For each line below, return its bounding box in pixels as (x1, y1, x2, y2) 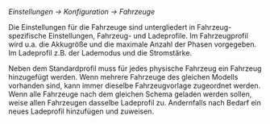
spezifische (8, 31, 47, 40)
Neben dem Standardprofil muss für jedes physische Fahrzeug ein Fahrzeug (8, 64, 262, 73)
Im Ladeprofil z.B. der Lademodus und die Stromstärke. (8, 48, 192, 57)
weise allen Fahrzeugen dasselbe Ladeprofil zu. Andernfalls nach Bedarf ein (8, 98, 262, 107)
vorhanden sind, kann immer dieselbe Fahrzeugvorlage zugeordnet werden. (8, 81, 260, 90)
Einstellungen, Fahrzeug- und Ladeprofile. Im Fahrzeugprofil (48, 31, 248, 40)
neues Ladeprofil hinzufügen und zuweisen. (8, 106, 155, 116)
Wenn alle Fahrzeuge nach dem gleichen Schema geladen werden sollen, (8, 89, 252, 99)
